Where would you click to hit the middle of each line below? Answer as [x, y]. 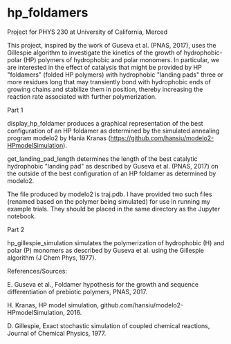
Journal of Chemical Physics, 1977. [57, 333]
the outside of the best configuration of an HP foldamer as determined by [112, 173]
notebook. [22, 216]
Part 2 [16, 229]
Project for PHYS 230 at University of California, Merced [87, 32]
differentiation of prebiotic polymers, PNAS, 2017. [77, 292]
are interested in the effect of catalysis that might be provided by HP [104, 67]
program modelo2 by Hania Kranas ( [59, 138]
